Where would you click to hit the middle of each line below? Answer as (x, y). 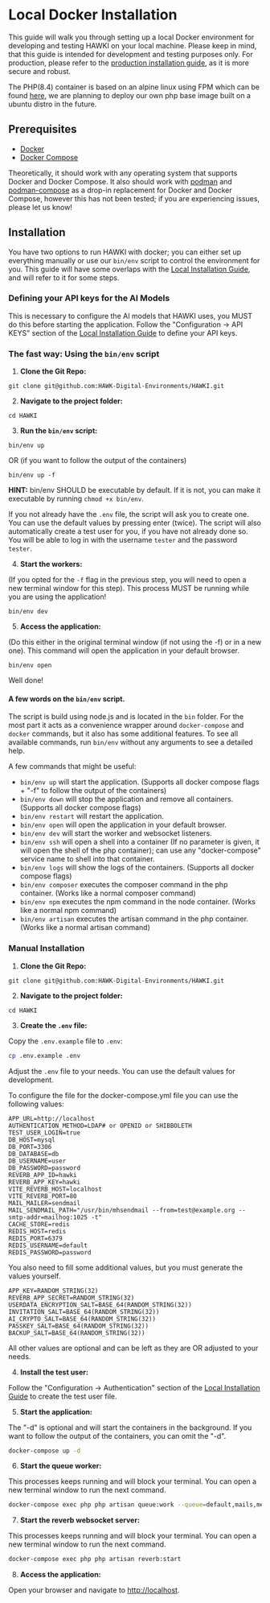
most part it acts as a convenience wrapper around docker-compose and (126, 725)
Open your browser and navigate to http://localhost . (94, 1590)
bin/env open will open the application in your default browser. (123, 825)
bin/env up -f (32, 475)
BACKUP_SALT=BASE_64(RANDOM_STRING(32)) (77, 1333)
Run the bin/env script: (59, 431)
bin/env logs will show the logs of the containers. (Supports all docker (137, 868)
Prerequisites (43, 129)
